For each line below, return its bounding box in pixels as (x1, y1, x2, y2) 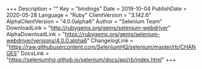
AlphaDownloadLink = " (6, 31, 65, 38)
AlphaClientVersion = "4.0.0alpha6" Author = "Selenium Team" (6, 18, 163, 25)
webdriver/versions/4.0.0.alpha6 (6, 37, 88, 44)
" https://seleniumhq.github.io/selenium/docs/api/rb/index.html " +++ (6, 56, 177, 63)
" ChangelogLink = (86, 37, 134, 44)
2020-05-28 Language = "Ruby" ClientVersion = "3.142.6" (6, 11, 152, 19)
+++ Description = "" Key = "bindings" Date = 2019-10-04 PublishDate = (6, 5, 187, 12)
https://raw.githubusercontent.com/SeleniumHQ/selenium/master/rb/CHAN (8, 43, 196, 50)
